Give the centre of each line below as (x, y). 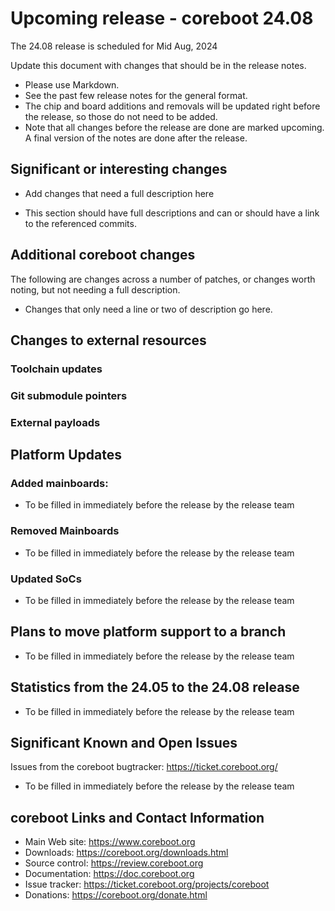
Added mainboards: (59, 484)
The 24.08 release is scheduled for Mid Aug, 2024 (114, 46)
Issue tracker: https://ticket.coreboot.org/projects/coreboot (147, 884)
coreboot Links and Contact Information (137, 817)
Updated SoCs (46, 579)
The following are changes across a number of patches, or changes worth (163, 279)
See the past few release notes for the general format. (136, 95)
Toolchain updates (56, 369)
